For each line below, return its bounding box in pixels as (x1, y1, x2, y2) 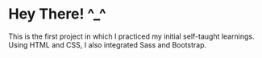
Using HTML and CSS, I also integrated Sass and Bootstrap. (8, 39, 207, 49)
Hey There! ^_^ (8, 5, 106, 23)
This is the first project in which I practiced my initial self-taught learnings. (8, 31, 255, 41)
